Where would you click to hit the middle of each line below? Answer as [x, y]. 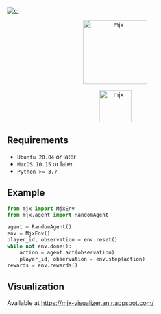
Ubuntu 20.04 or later [47, 157]
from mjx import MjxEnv [41, 209]
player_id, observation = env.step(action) [83, 259]
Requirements [38, 140]
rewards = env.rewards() [42, 265]
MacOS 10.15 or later [45, 163]
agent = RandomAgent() [39, 227]
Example [26, 193]
